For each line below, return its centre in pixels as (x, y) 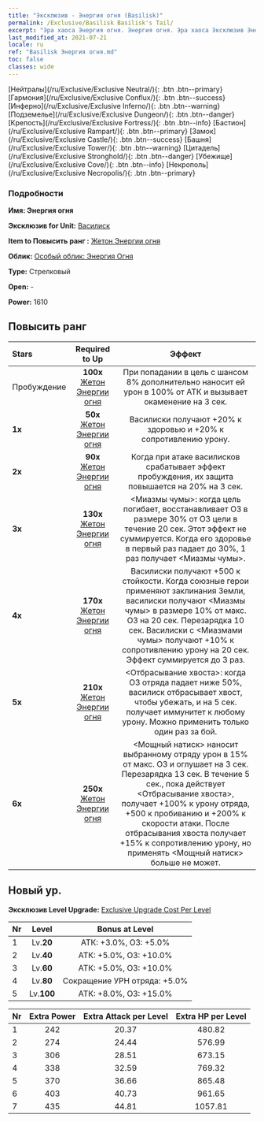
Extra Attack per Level (126, 1016)
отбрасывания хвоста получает (185, 833)
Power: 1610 (28, 302)
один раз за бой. (186, 731)
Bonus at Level (125, 929)
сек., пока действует (185, 783)
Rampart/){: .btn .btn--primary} (138, 131)
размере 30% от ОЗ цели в (185, 518)
